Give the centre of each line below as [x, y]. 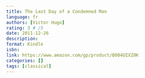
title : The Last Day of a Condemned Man [57, 11]
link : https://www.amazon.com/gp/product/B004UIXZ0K [72, 55]
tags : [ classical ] [29, 66]
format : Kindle [25, 45]
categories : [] [25, 60]
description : [22, 39]
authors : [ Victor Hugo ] [36, 22]
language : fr [22, 17]
